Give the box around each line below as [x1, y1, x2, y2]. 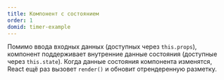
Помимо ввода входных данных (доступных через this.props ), [7, 43, 197, 51]
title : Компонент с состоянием [7, 10, 99, 18]
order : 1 [7, 17, 33, 24]
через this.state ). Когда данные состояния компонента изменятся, [7, 58, 213, 66]
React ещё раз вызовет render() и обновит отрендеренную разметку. [7, 65, 217, 74]
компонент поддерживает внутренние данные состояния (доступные [7, 50, 218, 58]
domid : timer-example [7, 23, 71, 30]
